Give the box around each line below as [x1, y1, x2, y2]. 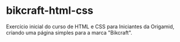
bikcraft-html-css [6, 4, 94, 17]
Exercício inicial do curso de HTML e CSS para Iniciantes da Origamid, [6, 23, 175, 30]
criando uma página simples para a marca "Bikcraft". [6, 29, 133, 36]
